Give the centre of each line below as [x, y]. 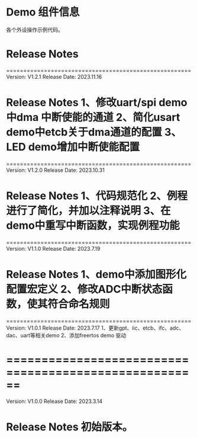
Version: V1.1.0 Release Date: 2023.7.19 [53, 248]
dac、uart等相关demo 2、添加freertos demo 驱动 [66, 335]
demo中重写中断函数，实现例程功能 [93, 225]
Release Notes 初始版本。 [70, 427]
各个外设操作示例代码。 [35, 30]
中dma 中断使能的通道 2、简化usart [93, 118]
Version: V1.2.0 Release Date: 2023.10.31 [55, 170]
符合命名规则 [79, 304]
